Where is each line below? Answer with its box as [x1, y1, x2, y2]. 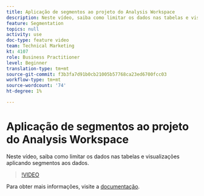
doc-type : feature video [6, 37, 69, 43]
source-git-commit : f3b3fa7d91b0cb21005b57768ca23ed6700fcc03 [6, 71, 167, 77]
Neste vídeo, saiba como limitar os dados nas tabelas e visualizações [6, 153, 180, 160]
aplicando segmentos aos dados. [6, 159, 89, 166]
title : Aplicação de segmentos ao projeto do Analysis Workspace [6, 9, 175, 15]
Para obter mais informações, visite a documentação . [6, 183, 140, 190]
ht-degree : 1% [6, 88, 42, 94]
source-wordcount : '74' [6, 83, 67, 89]
